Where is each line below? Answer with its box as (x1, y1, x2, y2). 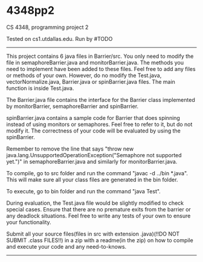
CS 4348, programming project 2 (6, 23, 89, 31)
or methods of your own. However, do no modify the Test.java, (6, 72, 162, 79)
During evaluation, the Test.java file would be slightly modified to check (6, 199, 184, 207)
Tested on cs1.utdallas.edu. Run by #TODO (6, 35, 113, 42)
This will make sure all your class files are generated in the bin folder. (6, 176, 178, 183)
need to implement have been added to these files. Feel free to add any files (6, 65, 196, 72)
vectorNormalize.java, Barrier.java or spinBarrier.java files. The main (6, 78, 175, 85)
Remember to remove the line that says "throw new (6, 145, 134, 152)
